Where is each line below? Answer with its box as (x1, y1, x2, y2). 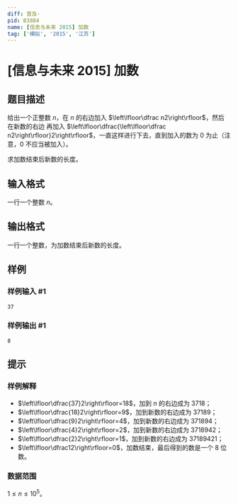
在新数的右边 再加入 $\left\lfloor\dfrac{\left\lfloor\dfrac (7, 122, 166, 131)
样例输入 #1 (7, 286, 46, 296)
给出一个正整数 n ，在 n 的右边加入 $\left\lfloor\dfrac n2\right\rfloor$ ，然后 (7, 113, 225, 122)
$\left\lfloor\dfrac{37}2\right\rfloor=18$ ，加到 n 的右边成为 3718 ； (17, 398, 212, 408)
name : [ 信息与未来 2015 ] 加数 (7, 23, 89, 30)
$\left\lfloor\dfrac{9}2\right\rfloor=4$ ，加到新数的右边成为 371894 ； (17, 416, 219, 425)
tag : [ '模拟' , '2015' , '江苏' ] (7, 30, 96, 38)
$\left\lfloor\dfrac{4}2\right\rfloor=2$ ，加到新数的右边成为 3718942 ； (17, 425, 223, 434)
